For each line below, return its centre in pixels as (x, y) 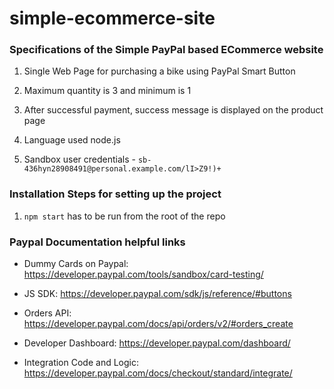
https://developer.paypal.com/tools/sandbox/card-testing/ (143, 274)
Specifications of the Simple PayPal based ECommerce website (166, 50)
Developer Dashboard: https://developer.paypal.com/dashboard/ (157, 343)
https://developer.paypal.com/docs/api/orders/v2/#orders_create (158, 324)
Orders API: (47, 313)
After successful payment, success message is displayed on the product (173, 110)
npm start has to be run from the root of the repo (124, 216)
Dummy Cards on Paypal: (76, 264)
